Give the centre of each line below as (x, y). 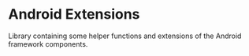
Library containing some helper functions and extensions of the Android (125, 36)
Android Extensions (74, 14)
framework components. (48, 44)
